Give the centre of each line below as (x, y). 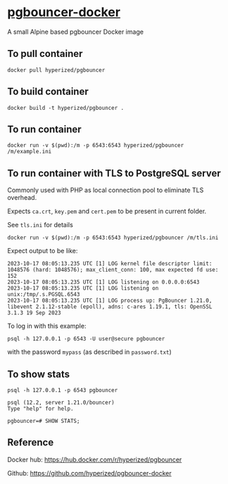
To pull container (45, 54)
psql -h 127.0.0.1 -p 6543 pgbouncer (63, 390)
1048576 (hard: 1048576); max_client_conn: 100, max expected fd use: (113, 270)
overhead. (22, 198)
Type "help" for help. (40, 409)
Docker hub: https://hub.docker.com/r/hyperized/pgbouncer (95, 459)
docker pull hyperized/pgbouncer (56, 70)
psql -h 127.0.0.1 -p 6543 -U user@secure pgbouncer (86, 339)
